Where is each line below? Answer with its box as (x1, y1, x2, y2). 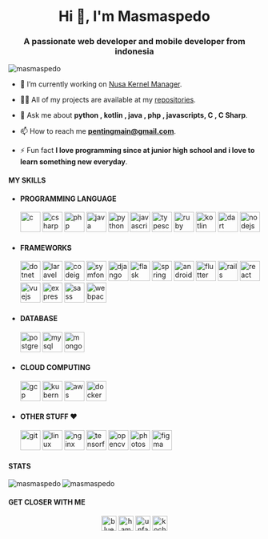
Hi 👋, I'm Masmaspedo (58, 7, 210, 26)
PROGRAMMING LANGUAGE (19, 194, 117, 203)
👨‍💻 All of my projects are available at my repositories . (19, 95, 196, 105)
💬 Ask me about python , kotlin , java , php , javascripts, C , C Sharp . (19, 111, 248, 120)
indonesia (114, 46, 154, 57)
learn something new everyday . (19, 157, 128, 167)
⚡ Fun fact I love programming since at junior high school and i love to (19, 146, 255, 155)
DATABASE (19, 314, 58, 324)
